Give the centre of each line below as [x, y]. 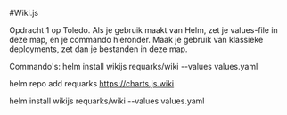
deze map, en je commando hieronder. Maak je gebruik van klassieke [136, 40]
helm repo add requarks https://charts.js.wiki [92, 83]
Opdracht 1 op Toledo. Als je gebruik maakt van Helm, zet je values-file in [143, 30]
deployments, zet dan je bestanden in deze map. [98, 49]
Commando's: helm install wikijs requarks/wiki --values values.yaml [134, 66]
